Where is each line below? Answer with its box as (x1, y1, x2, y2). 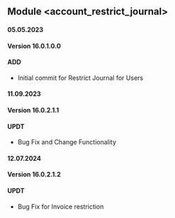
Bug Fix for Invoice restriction (17, 202, 104, 211)
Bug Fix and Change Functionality (17, 138, 117, 147)
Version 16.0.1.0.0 (7, 42, 62, 50)
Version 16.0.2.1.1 (7, 105, 60, 114)
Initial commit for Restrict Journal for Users (17, 74, 144, 82)
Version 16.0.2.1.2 (7, 170, 62, 179)
